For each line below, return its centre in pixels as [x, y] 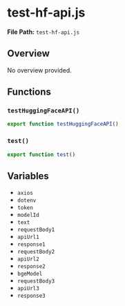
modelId [28, 216]
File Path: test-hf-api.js [44, 32]
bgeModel [30, 274]
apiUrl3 [28, 289]
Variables [28, 176]
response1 [31, 245]
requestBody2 [36, 252]
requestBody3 [36, 281]
